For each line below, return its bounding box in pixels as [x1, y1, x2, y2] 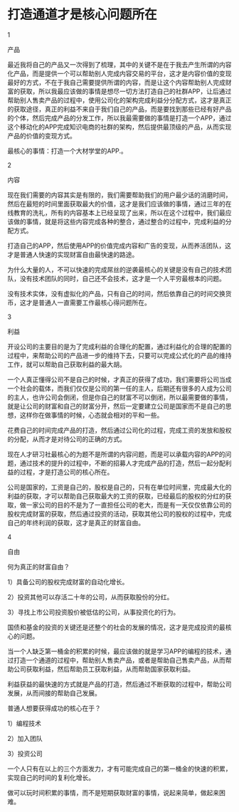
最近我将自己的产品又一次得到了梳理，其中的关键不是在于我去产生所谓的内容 [7, 60, 232, 68]
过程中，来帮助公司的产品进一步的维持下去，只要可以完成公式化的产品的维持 [7, 351, 232, 359]
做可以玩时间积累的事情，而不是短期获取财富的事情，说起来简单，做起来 [7, 788, 219, 797]
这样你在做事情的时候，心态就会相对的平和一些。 [19, 411, 164, 419]
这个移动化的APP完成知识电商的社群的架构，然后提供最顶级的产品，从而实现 [7, 122, 232, 131]
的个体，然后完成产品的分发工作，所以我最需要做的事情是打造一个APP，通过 [7, 113, 232, 122]
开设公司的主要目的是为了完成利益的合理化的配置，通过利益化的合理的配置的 [7, 342, 232, 351]
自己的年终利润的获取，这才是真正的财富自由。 [7, 518, 144, 527]
